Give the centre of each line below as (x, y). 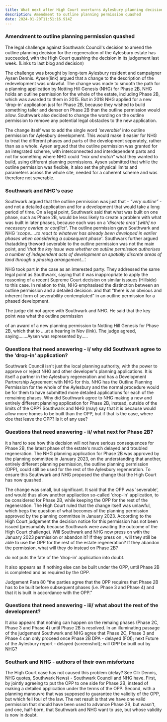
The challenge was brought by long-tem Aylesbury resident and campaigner (83, 73)
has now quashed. (24, 480)
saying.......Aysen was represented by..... (47, 336)
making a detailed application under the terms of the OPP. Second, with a (80, 689)
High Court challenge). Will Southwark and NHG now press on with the (78, 532)
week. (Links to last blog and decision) (45, 63)
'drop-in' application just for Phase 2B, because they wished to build (75, 105)
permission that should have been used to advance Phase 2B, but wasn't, (80, 705)
